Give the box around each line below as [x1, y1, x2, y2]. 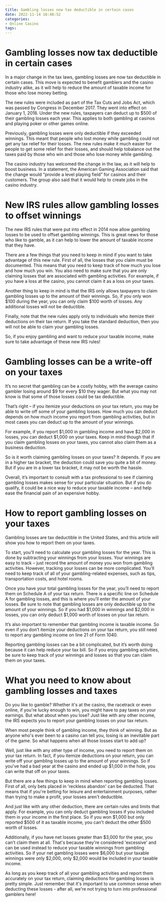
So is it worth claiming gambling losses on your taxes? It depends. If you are [5, 454, 161, 460]
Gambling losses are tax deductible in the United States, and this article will [5, 534, 159, 540]
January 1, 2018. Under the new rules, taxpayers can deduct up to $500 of [5, 110, 157, 116]
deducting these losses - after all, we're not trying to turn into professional [5, 886, 157, 892]
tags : [5, 26, 16, 31]
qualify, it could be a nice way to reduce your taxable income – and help [5, 485, 152, 490]
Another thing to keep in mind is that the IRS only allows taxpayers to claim [5, 288, 158, 293]
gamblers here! [5, 891, 36, 897]
